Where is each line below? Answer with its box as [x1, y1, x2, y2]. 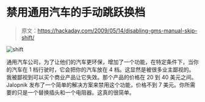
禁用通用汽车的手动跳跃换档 [6, 5, 146, 20]
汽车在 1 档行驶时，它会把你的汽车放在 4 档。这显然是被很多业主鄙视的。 [11, 65, 195, 73]
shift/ [21, 34, 35, 41]
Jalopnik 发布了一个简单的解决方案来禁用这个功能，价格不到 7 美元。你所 [6, 81, 190, 89]
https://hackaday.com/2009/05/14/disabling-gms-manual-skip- [37, 27, 198, 34]
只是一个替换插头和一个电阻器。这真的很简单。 [16, 89, 135, 96]
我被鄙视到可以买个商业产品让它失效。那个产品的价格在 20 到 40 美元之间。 [6, 73, 197, 81]
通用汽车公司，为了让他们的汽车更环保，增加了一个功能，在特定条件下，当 [6, 58, 193, 65]
